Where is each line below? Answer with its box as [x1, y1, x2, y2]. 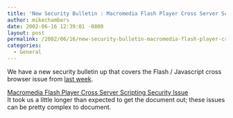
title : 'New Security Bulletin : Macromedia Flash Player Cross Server [7, 10, 218, 17]
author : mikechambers [7, 17, 70, 23]
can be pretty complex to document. [7, 103, 112, 111]
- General [13, 49, 42, 56]
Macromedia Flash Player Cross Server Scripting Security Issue [7, 88, 189, 97]
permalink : [7, 36, 39, 43]
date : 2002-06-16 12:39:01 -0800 [7, 23, 104, 30]
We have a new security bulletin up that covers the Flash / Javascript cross [7, 67, 222, 76]
